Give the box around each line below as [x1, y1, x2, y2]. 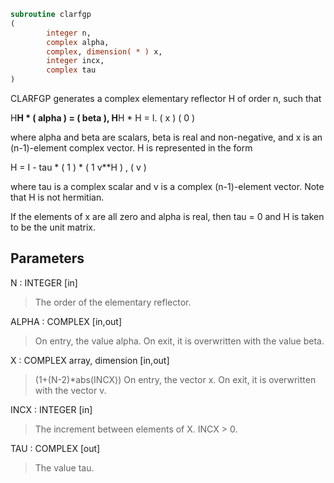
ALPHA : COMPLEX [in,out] [10, 315, 122, 327]
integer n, [46, 28, 92, 38]
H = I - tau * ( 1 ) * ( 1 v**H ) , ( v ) [10, 161, 147, 173]
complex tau [46, 65, 97, 75]
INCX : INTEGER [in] [10, 403, 93, 415]
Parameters [10, 250, 85, 267]
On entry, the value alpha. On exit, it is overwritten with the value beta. [34, 335, 325, 347]
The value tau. [34, 461, 95, 474]
